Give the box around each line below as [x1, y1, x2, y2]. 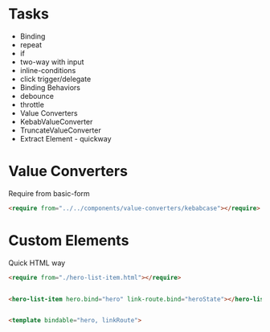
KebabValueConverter [19, 117, 93, 126]
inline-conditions [19, 65, 76, 75]
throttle [19, 100, 44, 109]
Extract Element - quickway [19, 133, 112, 143]
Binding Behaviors [19, 82, 80, 92]
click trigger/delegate [19, 74, 92, 84]
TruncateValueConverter [19, 125, 102, 135]
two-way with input [19, 57, 84, 67]
